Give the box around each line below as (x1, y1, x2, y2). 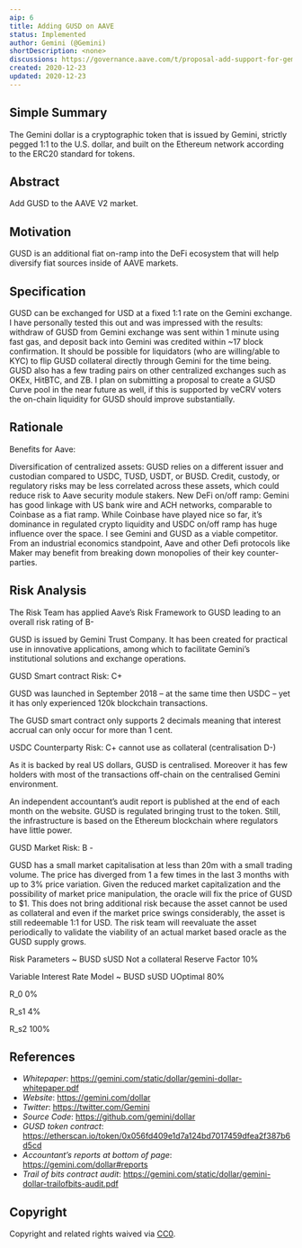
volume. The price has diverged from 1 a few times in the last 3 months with (9, 869, 289, 880)
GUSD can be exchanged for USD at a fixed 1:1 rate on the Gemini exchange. (9, 308, 292, 318)
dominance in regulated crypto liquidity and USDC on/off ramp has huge (9, 519, 278, 529)
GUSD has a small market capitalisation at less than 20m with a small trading (9, 859, 293, 870)
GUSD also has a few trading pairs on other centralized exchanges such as (9, 366, 287, 375)
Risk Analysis (9, 583, 87, 599)
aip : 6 (9, 13, 34, 23)
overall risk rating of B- (9, 616, 94, 627)
